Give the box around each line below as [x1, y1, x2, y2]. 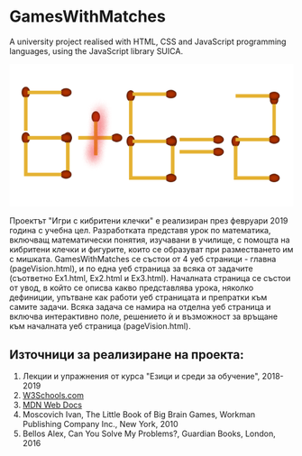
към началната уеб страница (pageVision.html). [9, 321, 191, 332]
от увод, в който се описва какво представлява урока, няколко [9, 282, 254, 294]
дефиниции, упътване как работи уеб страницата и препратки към [9, 292, 268, 303]
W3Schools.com [22, 389, 84, 400]
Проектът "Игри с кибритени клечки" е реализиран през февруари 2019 [9, 215, 288, 226]
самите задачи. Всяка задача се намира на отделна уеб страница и [9, 302, 271, 313]
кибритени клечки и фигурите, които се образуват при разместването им [9, 244, 294, 255]
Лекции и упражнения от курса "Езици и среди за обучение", [22, 370, 261, 381]
